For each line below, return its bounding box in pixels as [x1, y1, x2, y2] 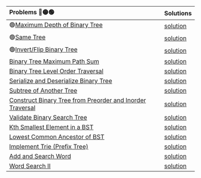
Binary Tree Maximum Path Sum [9, 57, 100, 65]
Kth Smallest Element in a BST [9, 123, 94, 131]
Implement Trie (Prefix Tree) [9, 143, 89, 151]
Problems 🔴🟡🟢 [9, 8, 55, 16]
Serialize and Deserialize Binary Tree [9, 77, 112, 85]
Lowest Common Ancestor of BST [9, 133, 105, 141]
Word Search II [9, 162, 51, 170]
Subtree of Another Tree [9, 87, 78, 94]
